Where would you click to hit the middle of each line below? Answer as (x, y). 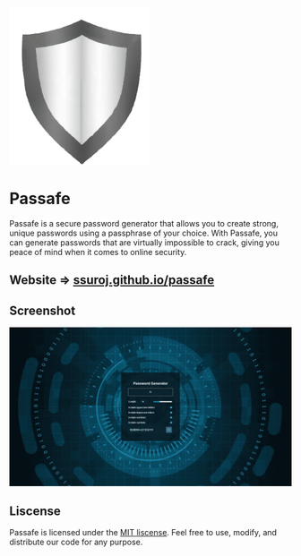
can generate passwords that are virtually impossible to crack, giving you (145, 242)
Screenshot (43, 310)
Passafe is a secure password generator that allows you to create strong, (144, 223)
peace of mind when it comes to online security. (98, 252)
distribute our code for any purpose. (76, 542)
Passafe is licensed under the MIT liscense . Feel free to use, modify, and (143, 533)
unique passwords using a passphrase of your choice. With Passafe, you (144, 233)
